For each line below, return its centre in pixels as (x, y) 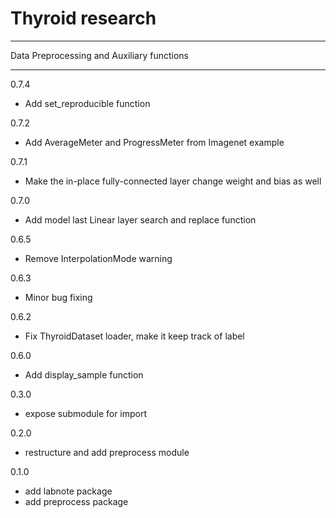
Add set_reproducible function (87, 103)
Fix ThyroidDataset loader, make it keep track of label (134, 336)
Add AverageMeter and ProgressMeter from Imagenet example (154, 142)
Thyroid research (83, 18)
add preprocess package (76, 501)
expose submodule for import (86, 413)
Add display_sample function (84, 374)
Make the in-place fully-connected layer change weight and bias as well (173, 181)
